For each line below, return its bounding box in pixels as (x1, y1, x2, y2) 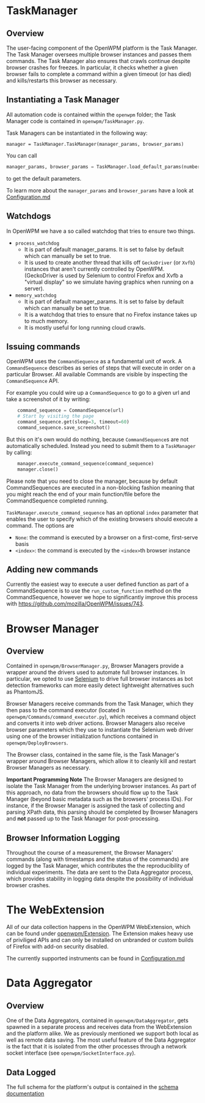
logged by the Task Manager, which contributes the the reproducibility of (6, 862, 190, 870)
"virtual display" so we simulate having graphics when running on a (24, 278, 194, 286)
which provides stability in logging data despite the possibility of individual (6, 875, 193, 882)
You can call (6, 151, 38, 159)
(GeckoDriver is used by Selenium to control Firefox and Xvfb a (24, 271, 183, 279)
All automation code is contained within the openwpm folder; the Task (6, 111, 176, 118)
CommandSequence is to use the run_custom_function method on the (6, 587, 182, 594)
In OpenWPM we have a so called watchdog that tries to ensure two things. (6, 227, 195, 235)
